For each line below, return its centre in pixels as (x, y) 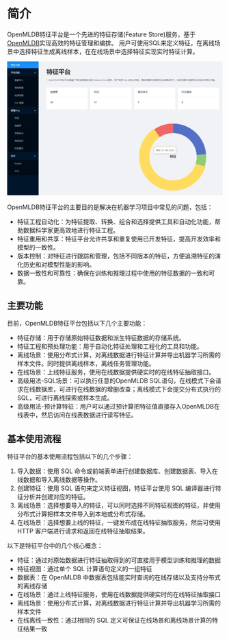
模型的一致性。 (38, 248)
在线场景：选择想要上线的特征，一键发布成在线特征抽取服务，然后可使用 (119, 522)
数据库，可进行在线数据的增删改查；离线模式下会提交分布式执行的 (128, 389)
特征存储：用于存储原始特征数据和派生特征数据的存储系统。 (101, 338)
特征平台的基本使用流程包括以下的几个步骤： (70, 457)
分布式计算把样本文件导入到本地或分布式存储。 (83, 514)
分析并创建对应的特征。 (56, 497)
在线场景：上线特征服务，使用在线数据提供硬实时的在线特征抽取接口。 (116, 372)
